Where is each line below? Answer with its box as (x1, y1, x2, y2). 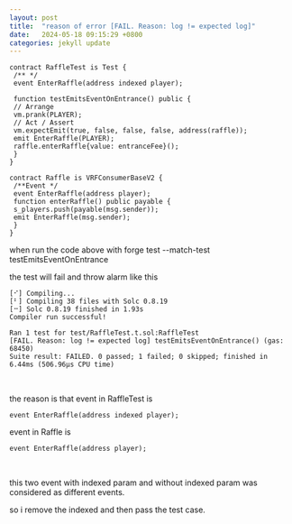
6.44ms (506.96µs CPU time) (9, 360, 115, 370)
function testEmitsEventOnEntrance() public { (13, 95, 192, 104)
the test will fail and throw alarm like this (9, 271, 159, 282)
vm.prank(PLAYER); (13, 110, 83, 120)
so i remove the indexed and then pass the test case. (9, 504, 205, 515)
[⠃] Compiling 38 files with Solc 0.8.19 (9, 297, 169, 307)
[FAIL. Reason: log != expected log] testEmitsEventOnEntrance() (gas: (9, 336, 284, 345)
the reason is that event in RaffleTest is (9, 393, 153, 404)
